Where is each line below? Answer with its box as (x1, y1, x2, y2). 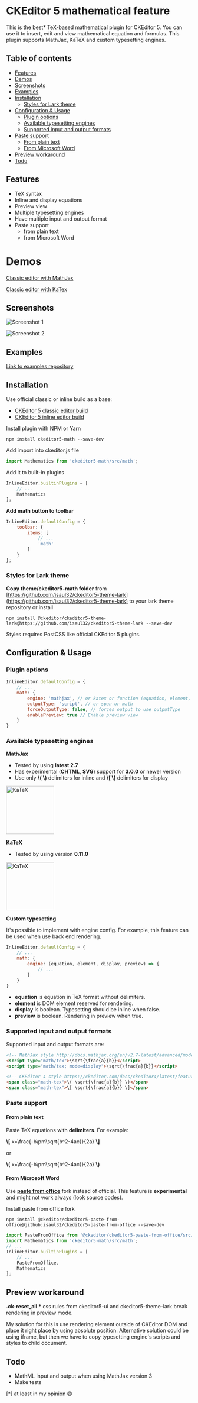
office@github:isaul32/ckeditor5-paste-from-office (6, 1222, 136, 1228)
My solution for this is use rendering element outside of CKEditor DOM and (6, 1321, 187, 1328)
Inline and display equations (14, 196, 83, 203)
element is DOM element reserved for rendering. (14, 1000, 134, 1007)
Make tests (14, 1378, 42, 1385)
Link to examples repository (6, 363, 74, 370)
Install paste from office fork (6, 1205, 75, 1213)
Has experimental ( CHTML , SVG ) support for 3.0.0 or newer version (14, 768, 181, 775)
